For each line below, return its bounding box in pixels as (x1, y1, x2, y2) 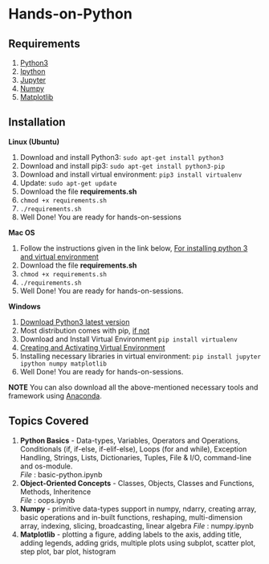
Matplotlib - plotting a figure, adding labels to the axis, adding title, (19, 529, 243, 539)
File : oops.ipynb (19, 495, 75, 505)
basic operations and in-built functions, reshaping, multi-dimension (19, 512, 243, 522)
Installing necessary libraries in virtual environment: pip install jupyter (19, 351, 261, 361)
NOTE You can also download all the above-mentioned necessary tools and (8, 382, 259, 392)
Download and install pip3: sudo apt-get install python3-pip (19, 161, 226, 170)
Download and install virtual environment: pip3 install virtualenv (19, 170, 243, 179)
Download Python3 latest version (19, 317, 130, 326)
